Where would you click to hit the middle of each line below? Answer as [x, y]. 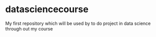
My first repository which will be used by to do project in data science [78, 23]
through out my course [29, 28]
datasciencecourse [47, 9]
